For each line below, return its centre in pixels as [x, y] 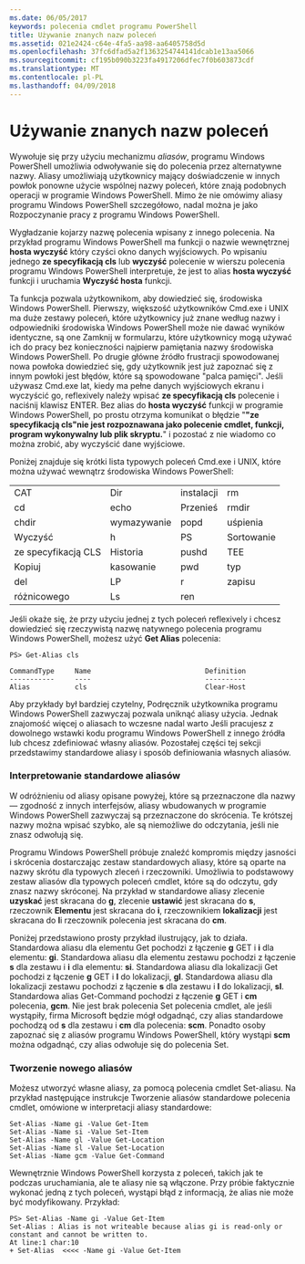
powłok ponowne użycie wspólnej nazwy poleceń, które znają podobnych [148, 185]
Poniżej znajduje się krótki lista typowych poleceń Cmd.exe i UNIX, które [145, 461]
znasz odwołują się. [46, 834]
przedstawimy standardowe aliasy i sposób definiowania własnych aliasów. [150, 752]
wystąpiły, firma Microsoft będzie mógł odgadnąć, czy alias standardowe [147, 1015]
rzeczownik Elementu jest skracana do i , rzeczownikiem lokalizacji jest [143, 910]
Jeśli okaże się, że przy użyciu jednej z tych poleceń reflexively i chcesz [145, 619]
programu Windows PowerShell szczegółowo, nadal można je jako [134, 204]
